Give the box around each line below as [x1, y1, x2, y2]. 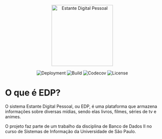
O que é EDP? [5, 87, 61, 98]
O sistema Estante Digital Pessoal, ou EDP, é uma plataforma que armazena [5, 103, 158, 109]
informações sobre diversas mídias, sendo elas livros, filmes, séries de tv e [5, 108, 157, 115]
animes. [5, 114, 21, 119]
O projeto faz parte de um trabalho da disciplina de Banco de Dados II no [5, 123, 152, 129]
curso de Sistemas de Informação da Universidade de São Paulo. [5, 128, 136, 134]
